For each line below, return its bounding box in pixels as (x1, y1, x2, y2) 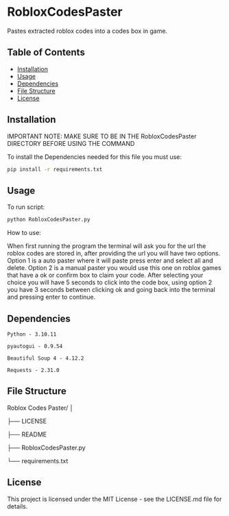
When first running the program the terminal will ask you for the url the (7, 242, 206, 250)
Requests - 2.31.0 (7, 367, 60, 373)
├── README (7, 430, 47, 439)
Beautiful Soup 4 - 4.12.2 (7, 354, 84, 362)
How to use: (7, 229, 41, 237)
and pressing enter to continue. (7, 293, 96, 302)
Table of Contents (7, 47, 86, 58)
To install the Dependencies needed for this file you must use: (7, 152, 182, 161)
